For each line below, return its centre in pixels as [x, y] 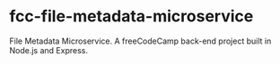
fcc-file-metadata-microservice [131, 16]
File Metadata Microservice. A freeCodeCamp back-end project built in [140, 41]
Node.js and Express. [48, 50]
